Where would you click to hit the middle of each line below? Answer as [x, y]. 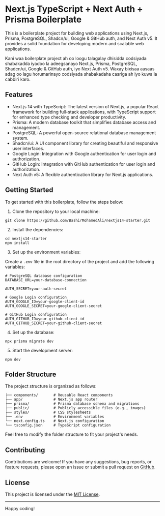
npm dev [13, 359]
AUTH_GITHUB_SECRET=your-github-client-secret [54, 323]
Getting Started [29, 190]
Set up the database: [33, 332]
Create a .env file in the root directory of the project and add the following [80, 261]
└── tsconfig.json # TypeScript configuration [58, 425]
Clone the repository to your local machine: [56, 211]
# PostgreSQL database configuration [44, 276]
